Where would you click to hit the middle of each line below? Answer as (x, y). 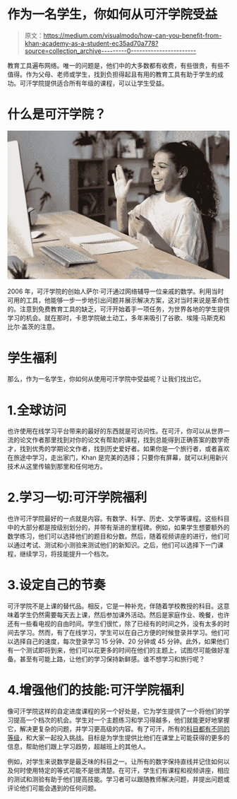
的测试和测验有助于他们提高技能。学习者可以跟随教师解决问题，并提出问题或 (119, 779)
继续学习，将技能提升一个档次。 (66, 554)
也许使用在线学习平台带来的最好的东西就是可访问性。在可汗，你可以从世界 (115, 431)
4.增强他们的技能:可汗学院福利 (96, 690)
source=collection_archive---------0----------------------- (110, 51)
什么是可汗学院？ (57, 115)
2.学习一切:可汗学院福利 (77, 497)
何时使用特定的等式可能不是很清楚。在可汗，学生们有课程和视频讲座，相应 (121, 771)
